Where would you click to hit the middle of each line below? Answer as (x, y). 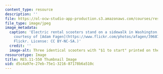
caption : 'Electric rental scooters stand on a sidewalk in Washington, (84, 32)
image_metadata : (21, 28)
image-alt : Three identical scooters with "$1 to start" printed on (80, 50)
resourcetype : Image (26, 55)
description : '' (21, 14)
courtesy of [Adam (32, 37)
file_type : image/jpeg (28, 23)
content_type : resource (29, 9)
